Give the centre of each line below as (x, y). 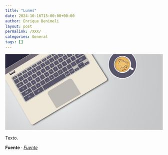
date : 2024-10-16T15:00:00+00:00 (40, 16)
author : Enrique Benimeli (32, 21)
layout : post (19, 26)
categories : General (27, 37)
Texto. (12, 138)
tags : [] (14, 42)
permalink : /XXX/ (23, 32)
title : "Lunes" (21, 10)
